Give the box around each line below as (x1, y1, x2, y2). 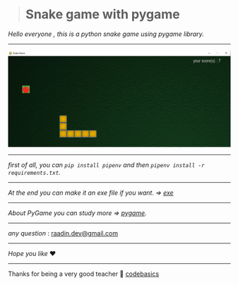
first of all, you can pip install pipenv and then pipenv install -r (8, 160, 205, 169)
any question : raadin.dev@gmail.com (8, 229, 119, 237)
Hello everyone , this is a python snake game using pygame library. (8, 30, 204, 38)
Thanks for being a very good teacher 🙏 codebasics (8, 269, 160, 278)
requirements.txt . (8, 168, 61, 176)
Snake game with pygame (25, 6, 181, 23)
